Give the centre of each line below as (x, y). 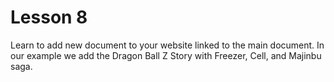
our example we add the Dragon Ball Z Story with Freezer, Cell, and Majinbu (166, 55)
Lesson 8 (49, 17)
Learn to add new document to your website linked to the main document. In (167, 45)
